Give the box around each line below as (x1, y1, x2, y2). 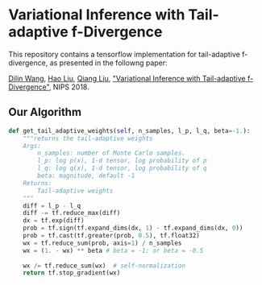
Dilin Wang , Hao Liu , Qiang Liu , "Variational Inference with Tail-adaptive (8, 73, 246, 83)
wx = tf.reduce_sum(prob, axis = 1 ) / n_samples (23, 239, 182, 247)
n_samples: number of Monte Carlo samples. (37, 149, 185, 158)
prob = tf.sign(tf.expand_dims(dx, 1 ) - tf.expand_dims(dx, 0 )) (23, 224, 243, 233)
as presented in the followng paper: (49, 58, 168, 68)
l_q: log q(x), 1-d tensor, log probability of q (37, 164, 207, 172)
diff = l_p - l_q (23, 201, 81, 210)
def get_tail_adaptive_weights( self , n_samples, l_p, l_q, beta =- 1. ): (8, 126, 251, 134)
